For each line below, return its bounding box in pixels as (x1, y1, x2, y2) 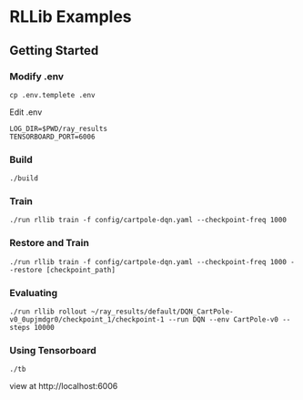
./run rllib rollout (9, 307, 88, 316)
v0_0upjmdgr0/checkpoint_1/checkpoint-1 (9, 315, 166, 324)
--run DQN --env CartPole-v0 (167, 315, 279, 324)
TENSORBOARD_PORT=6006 (9, 132, 96, 141)
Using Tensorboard (9, 344, 97, 356)
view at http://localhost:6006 (9, 381, 118, 392)
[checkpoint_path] (45, 265, 116, 274)
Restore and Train (9, 237, 89, 250)
